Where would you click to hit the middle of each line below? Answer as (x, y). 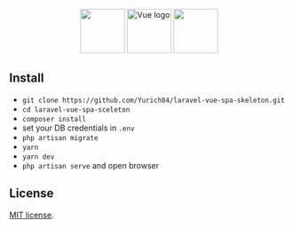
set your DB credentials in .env (78, 128)
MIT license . (32, 215)
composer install (54, 119)
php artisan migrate (60, 138)
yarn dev (38, 157)
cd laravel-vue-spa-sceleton (76, 110)
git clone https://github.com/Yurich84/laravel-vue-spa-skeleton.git (154, 100)
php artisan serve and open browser (91, 165)
